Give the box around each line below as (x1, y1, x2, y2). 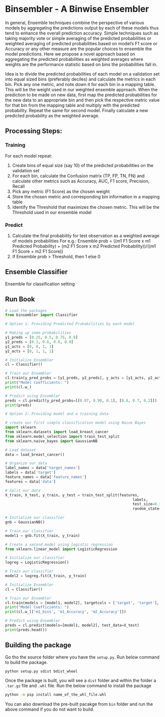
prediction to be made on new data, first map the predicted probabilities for (5, 92, 158, 98)
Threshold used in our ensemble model (12, 209, 92, 215)
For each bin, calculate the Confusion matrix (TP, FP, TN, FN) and (12, 173, 145, 179)
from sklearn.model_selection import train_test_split (5, 434, 120, 439)
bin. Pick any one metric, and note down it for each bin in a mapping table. (5, 81, 156, 87)
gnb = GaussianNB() (5, 520, 45, 525)
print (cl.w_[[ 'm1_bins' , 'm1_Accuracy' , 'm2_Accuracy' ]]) (5, 609, 126, 614)
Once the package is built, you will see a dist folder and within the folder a (5, 678, 156, 684)
